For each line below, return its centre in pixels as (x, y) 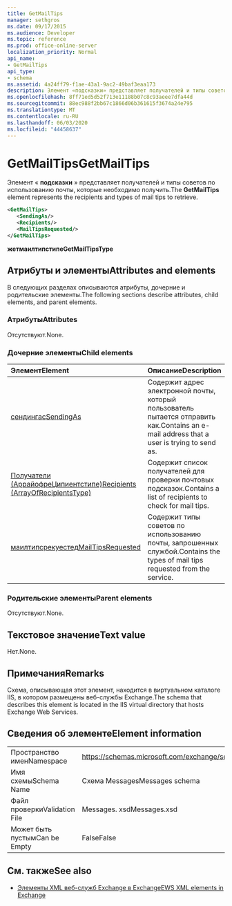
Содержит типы (174, 517)
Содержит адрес (176, 382)
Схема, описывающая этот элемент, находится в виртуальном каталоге (114, 690)
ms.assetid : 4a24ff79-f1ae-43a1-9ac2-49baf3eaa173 (81, 84)
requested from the (179, 569)
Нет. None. (22, 652)
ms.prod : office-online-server (52, 46)
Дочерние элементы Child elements (70, 352)
